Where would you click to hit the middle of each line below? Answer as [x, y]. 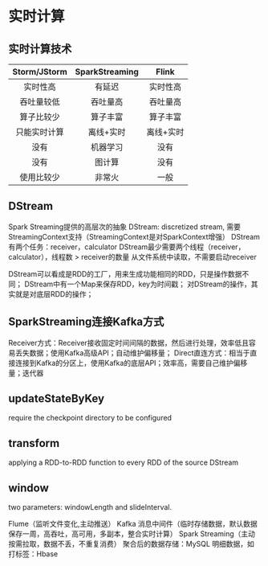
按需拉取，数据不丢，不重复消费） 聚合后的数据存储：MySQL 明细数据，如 [132, 544]
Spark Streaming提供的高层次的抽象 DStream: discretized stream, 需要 [125, 227]
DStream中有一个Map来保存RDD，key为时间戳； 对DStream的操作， [137, 284]
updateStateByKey [57, 399]
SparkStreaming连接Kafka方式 [86, 322]
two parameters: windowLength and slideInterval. [90, 507]
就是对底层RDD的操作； [54, 293]
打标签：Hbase [33, 554]
